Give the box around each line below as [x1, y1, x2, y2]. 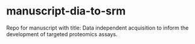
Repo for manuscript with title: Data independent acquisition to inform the [6, 24, 189, 31]
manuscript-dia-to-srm [6, 4, 126, 18]
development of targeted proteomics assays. [6, 30, 118, 37]
